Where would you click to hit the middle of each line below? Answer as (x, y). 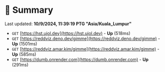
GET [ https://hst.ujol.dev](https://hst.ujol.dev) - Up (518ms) (71, 33)
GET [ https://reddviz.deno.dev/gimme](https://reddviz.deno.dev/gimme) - (86, 38)
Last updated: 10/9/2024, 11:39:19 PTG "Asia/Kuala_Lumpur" (68, 24)
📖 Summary (29, 10)
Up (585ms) (24, 54)
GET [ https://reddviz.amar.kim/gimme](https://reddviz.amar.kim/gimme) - (85, 49)
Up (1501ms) (24, 43)
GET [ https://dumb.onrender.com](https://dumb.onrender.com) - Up (80, 59)
